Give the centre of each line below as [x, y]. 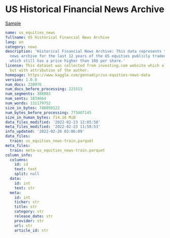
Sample [13, 23]
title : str [26, 207]
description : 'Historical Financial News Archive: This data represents [83, 52]
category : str [29, 212]
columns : [19, 160]
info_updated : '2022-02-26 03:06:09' [45, 132]
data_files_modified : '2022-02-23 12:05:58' [53, 122]
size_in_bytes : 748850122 [32, 108]
